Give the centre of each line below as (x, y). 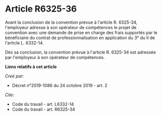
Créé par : (15, 76)
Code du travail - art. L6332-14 (43, 104)
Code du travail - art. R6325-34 (44, 109)
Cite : (10, 95)
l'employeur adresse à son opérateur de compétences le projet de (71, 27)
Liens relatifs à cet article (31, 67)
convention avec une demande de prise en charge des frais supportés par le (81, 32)
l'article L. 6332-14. (24, 43)
